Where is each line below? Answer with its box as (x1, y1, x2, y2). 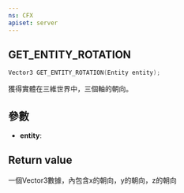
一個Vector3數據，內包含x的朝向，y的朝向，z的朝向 (8, 175, 178, 185)
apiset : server (8, 19, 58, 27)
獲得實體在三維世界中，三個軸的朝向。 (8, 84, 133, 94)
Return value (8, 154, 73, 167)
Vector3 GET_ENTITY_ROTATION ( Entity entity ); (8, 69, 160, 77)
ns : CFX (8, 11, 34, 20)
